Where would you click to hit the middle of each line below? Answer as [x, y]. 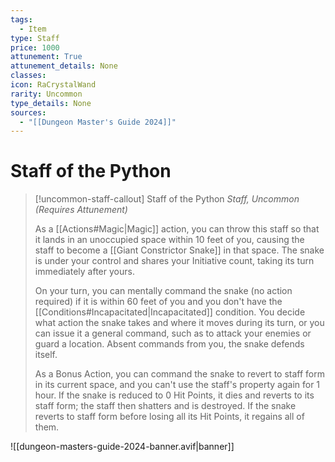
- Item [33, 29]
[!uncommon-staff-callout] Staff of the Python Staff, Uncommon [167, 199]
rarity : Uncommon [46, 94]
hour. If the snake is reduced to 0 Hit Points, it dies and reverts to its [174, 395]
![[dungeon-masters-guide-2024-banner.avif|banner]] [122, 447]
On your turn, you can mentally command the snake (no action [163, 291]
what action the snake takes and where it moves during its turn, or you [179, 323]
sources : [28, 112]
